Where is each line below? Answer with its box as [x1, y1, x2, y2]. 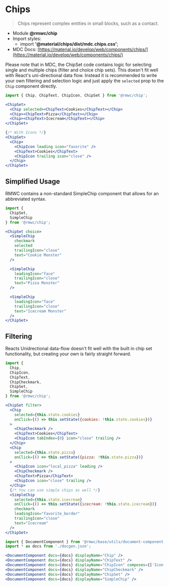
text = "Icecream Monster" [14, 308, 67, 314]
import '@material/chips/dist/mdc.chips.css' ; [20, 41, 119, 47]
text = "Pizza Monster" [14, 280, 60, 286]
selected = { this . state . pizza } [14, 450, 76, 455]
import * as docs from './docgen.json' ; [5, 544, 92, 549]
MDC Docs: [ [12, 46, 39, 52]
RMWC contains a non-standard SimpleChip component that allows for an [5, 191, 159, 196]
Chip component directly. [5, 83, 57, 89]
